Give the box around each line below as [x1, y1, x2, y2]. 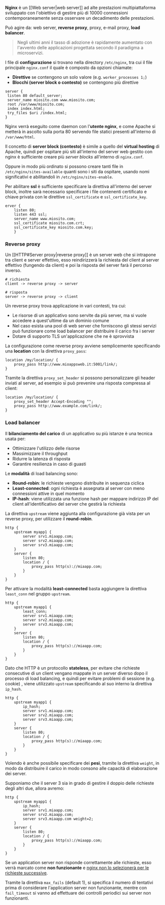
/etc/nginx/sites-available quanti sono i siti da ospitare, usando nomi [5, 169, 150, 174]
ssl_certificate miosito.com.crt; [14, 221, 85, 226]
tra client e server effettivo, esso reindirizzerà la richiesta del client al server [5, 257, 159, 263]
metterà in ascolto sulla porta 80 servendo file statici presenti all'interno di [5, 129, 156, 134]
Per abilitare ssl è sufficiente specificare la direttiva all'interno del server [5, 184, 152, 189]
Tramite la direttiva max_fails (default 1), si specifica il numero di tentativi [5, 879, 154, 885]
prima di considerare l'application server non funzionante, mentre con [5, 884, 147, 891]
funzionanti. [5, 895, 30, 901]
